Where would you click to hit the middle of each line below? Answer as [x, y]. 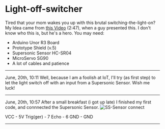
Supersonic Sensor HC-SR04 [42, 53]
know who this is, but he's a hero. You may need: [55, 33]
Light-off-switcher [44, 9]
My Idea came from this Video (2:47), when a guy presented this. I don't [78, 27]
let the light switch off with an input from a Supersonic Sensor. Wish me [78, 82]
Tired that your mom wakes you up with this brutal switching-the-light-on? [80, 23]
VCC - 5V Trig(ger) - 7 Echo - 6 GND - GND [49, 117]
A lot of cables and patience [41, 63]
